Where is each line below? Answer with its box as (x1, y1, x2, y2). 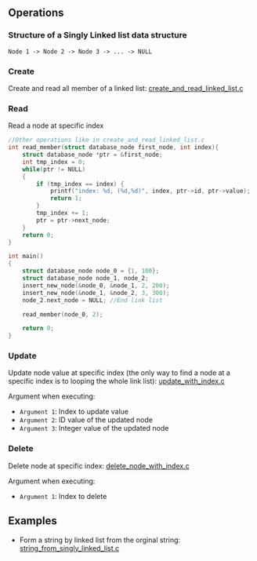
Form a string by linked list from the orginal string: (19, 535, 181, 545)
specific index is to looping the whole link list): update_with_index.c (8, 377, 225, 386)
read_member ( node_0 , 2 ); (22, 310, 103, 319)
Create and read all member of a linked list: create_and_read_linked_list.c (8, 83, 244, 93)
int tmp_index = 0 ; (22, 158, 86, 166)
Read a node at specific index (8, 121, 104, 130)
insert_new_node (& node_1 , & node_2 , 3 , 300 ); (22, 289, 170, 297)
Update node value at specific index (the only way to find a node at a (8, 368, 231, 377)
